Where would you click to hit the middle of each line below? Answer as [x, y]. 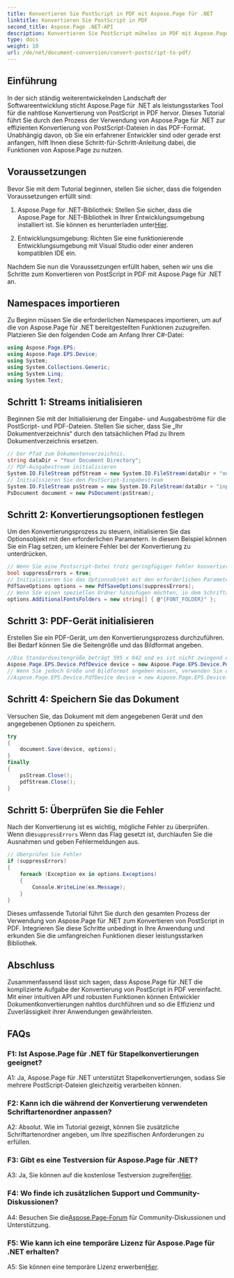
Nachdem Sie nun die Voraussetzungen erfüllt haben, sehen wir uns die [110, 266]
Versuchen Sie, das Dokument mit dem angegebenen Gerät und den [105, 716]
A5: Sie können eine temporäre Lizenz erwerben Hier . [83, 1267]
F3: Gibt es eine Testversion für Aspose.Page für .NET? [103, 1160]
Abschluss [31, 965]
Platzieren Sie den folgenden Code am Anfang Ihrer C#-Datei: [96, 335]
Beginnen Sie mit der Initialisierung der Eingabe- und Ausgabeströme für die [117, 419]
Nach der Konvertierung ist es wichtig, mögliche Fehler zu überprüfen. [108, 827]
